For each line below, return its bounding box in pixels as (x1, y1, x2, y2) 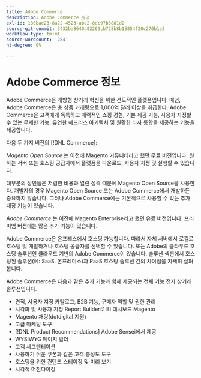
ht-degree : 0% (6, 43, 42, 49)
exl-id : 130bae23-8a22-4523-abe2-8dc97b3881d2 (6, 20, 125, 26)
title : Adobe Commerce (6, 8, 63, 15)
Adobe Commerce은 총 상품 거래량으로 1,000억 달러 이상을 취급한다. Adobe (6, 103, 187, 111)
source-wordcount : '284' (6, 37, 68, 43)
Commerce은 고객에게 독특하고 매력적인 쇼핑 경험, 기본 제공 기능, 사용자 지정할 (6, 111, 192, 118)
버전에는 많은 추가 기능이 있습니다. (17, 222, 98, 229)
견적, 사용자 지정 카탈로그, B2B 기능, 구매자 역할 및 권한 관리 (14, 298, 156, 305)
